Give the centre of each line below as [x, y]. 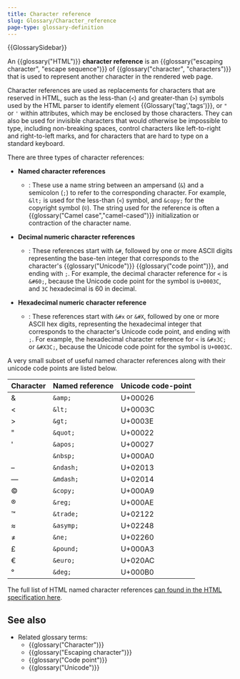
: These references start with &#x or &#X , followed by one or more [124, 317]
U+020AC [137, 560]
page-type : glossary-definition [55, 27]
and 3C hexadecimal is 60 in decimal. [82, 289]
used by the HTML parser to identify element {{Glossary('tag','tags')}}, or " [117, 106]
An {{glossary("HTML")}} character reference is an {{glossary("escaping [115, 61]
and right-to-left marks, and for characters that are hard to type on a [108, 136]
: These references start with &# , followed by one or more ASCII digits [130, 251]
